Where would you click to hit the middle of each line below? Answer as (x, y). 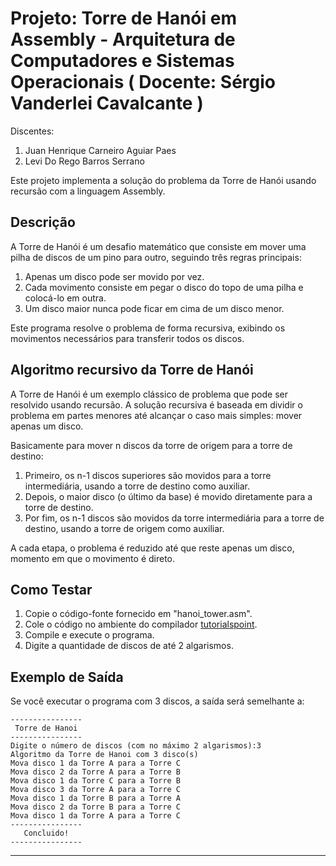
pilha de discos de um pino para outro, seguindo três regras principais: (156, 257)
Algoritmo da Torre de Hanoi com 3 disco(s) (104, 755)
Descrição (43, 222)
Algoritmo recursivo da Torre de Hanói (132, 370)
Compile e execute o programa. (89, 635)
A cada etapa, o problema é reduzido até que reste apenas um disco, (152, 548)
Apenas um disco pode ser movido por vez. (114, 276)
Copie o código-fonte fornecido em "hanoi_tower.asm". (138, 614)
